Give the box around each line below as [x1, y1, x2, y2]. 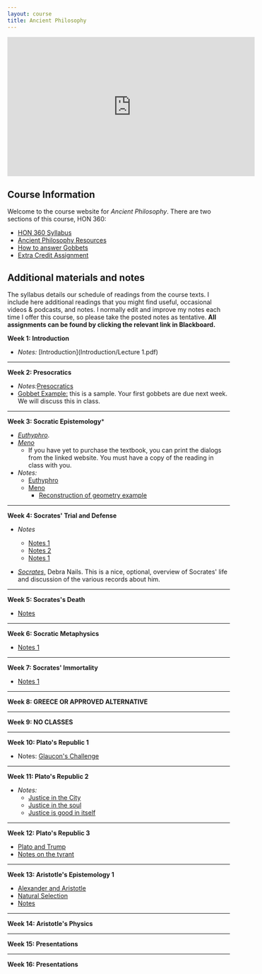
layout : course [7, 10, 52, 18]
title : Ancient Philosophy [7, 17, 87, 24]
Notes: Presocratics [17, 382, 74, 390]
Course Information [7, 188, 95, 200]
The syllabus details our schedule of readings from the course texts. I [7, 291, 210, 299]
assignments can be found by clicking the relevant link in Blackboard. [7, 320, 216, 329]
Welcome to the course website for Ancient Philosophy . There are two [7, 207, 212, 216]
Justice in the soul [28, 801, 82, 810]
